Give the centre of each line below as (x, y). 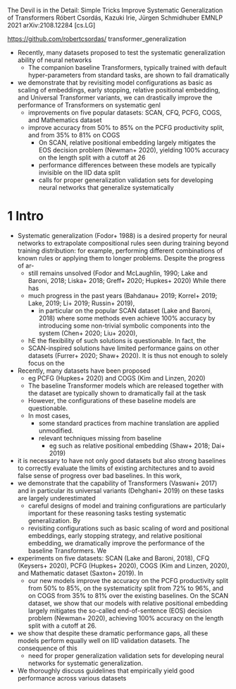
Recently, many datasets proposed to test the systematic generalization (121, 53)
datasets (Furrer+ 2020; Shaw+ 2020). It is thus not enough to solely (128, 355)
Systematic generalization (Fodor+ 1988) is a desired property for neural (122, 235)
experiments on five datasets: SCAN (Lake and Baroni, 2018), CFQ (113, 558)
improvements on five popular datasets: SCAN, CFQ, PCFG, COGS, (125, 113)
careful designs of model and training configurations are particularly (127, 505)
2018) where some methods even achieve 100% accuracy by (127, 318)
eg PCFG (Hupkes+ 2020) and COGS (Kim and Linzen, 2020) (117, 378)
